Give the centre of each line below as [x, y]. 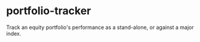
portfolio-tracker [49, 11]
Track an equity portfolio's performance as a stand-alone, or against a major [100, 27]
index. [14, 33]
